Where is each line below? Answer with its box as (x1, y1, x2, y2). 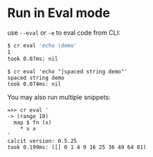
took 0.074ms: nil (7, 80, 61, 88)
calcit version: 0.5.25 (7, 137, 78, 144)
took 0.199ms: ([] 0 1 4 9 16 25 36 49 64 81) (7, 144, 147, 151)
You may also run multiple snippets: (7, 93, 111, 101)
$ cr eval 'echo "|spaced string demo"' (7, 68, 128, 75)
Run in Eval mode (7, 5, 111, 21)
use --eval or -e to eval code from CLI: (7, 28, 121, 37)
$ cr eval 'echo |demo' (7, 42, 78, 49)
